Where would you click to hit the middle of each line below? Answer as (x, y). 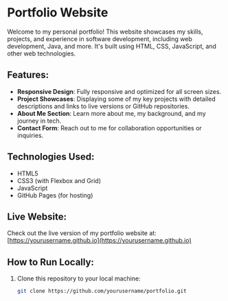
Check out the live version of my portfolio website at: (82, 233)
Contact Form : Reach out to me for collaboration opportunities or (110, 128)
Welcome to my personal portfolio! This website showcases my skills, (105, 32)
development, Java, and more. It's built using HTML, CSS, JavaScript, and (112, 46)
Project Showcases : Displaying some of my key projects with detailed (116, 99)
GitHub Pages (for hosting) (55, 195)
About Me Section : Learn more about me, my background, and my (111, 113)
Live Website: (37, 216)
